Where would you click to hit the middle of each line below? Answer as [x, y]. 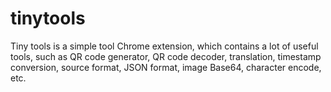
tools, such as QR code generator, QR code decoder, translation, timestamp [166, 56]
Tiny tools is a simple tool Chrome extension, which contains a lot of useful [164, 46]
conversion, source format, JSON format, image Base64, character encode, [166, 67]
